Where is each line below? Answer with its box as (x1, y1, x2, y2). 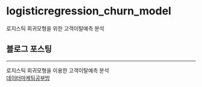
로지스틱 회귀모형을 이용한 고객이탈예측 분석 (6, 67, 109, 74)
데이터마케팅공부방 (6, 74, 50, 82)
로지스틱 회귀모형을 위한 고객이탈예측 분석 (6, 25, 105, 32)
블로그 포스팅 (6, 44, 52, 55)
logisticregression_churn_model (6, 4, 171, 18)
